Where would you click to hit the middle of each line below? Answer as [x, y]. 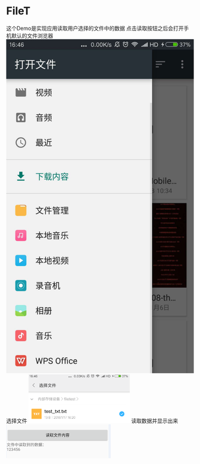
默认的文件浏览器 [32, 35]
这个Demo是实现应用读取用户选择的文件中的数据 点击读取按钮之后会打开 [95, 28]
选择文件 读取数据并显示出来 [92, 420]
